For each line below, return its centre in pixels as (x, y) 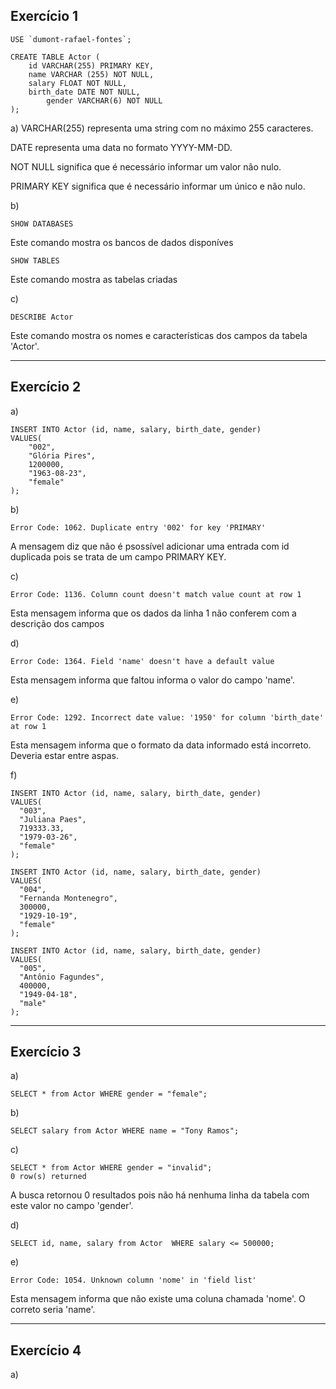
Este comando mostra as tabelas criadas (94, 279)
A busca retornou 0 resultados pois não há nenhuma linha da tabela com (160, 1195)
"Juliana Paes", (53, 819)
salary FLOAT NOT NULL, (78, 83)
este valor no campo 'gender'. (72, 1206)
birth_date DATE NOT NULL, (84, 92)
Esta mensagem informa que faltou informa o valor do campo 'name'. (153, 680)
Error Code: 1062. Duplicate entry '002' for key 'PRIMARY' (138, 527)
